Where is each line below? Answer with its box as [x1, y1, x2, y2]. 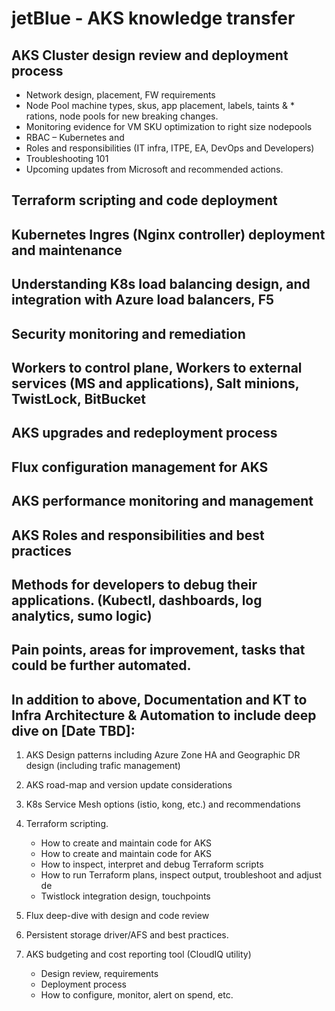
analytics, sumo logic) [11, 607, 153, 624]
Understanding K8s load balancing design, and [11, 276, 311, 293]
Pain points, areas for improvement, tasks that [11, 642, 306, 659]
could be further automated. [11, 657, 192, 674]
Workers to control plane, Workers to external [11, 359, 303, 376]
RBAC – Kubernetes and [25, 132, 125, 143]
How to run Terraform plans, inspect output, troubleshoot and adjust [40, 869, 323, 881]
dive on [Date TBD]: [11, 722, 136, 739]
